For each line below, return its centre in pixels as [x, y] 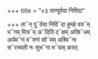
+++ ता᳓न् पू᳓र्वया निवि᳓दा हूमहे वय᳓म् [49, 24]
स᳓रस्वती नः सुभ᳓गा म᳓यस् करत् [42, 47]
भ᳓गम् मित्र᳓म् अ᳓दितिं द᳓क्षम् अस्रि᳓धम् [49, 32]
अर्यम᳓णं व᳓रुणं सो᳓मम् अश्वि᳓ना [42, 40]
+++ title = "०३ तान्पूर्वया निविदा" [46, 11]
